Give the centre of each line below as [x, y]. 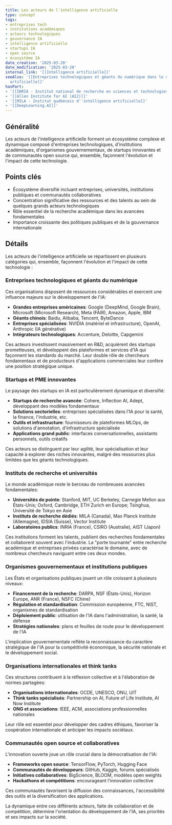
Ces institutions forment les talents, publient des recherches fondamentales [85, 537]
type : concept [20, 15]
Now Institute [27, 704]
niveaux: [14, 583]
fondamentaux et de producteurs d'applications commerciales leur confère [84, 361]
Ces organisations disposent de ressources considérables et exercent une [84, 292]
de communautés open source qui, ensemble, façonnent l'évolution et [79, 155]
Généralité [22, 127]
